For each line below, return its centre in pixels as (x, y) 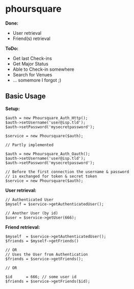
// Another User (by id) (32, 213)
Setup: (13, 109)
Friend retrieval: (23, 227)
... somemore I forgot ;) (37, 80)
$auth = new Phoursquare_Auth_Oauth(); (48, 154)
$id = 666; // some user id (41, 277)
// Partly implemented (29, 145)
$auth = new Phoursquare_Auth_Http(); (47, 118)
